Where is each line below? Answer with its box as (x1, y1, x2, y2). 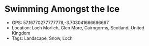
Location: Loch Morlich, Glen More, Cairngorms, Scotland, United (11, 24, 145, 30)
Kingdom (11, 30, 30, 36)
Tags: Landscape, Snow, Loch (11, 35, 73, 41)
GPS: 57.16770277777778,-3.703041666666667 (11, 20, 109, 25)
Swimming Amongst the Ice (4, 3, 120, 15)
